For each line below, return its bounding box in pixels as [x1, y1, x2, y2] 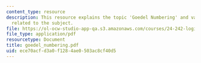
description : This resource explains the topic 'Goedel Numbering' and [6, 14, 188, 20]
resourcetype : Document [6, 37, 66, 43]
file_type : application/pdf [6, 31, 77, 37]
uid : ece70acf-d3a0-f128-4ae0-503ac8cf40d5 [6, 48, 117, 54]
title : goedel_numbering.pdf [6, 43, 79, 49]
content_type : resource [6, 8, 66, 15]
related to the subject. [11, 20, 74, 26]
